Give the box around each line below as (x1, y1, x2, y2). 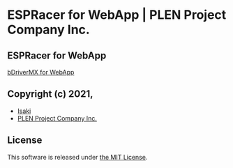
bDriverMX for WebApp (7, 68, 75, 76)
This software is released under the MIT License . (7, 153, 148, 161)
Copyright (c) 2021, (7, 88, 93, 100)
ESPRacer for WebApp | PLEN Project (7, 7, 227, 23)
